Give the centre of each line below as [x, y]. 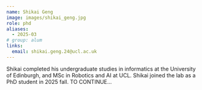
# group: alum [24, 40]
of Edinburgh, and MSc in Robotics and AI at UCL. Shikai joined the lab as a [101, 75]
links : [15, 46]
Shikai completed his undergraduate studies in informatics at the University [101, 69]
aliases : [17, 29]
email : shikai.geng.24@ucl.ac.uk [54, 52]
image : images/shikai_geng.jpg [46, 18]
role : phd [19, 23]
